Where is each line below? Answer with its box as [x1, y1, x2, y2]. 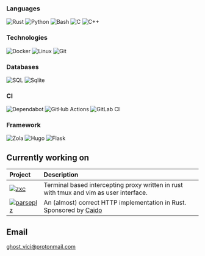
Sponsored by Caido [43, 206, 103, 214]
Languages [6, 4, 41, 13]
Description [43, 170, 79, 179]
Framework [6, 121, 41, 130]
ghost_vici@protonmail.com [6, 243, 76, 251]
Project [9, 170, 31, 179]
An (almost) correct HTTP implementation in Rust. [43, 199, 187, 207]
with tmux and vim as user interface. [43, 188, 148, 197]
